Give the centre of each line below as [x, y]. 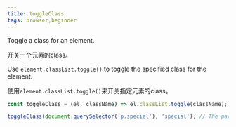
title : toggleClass [36, 14]
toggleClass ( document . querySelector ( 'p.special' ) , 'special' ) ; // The [113, 116]
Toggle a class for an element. [51, 40]
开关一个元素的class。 [40, 55]
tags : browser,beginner [42, 20]
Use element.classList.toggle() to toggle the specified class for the [107, 69]
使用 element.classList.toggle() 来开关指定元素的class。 [90, 91]
